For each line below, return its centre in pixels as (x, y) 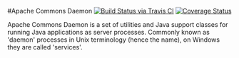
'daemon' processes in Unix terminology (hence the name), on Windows (113, 40)
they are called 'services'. (45, 47)
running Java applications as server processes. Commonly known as (109, 32)
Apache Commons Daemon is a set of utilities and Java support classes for (118, 24)
